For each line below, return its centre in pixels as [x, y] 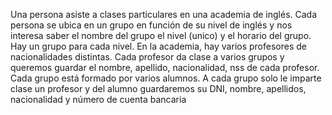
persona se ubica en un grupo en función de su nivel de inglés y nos [151, 25]
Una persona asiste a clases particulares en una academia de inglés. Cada [164, 14]
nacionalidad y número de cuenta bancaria [98, 99]
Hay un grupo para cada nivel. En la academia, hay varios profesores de [158, 46]
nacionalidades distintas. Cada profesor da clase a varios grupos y [147, 57]
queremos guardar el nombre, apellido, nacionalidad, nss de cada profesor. [165, 67]
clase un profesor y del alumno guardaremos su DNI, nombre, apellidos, [158, 88]
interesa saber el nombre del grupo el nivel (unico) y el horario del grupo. [161, 35]
